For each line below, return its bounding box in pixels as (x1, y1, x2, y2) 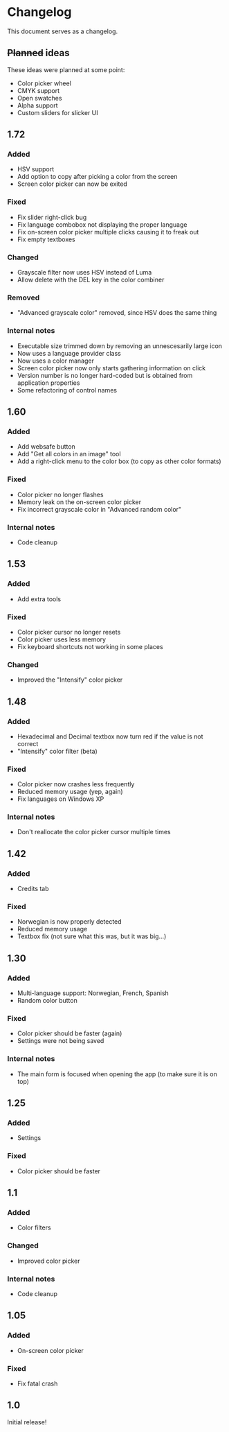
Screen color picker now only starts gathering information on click (17, 363, 206, 372)
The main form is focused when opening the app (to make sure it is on (17, 1069, 218, 1078)
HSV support (17, 165, 55, 173)
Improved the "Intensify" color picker (17, 675, 123, 684)
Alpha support (17, 101, 58, 110)
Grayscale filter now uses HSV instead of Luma (17, 268, 152, 277)
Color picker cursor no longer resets (17, 628, 121, 636)
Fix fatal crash (17, 1379, 58, 1388)
